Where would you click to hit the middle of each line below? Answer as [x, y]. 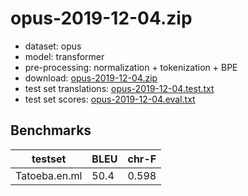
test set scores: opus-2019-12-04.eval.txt [110, 99]
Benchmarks [51, 130]
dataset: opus [53, 46]
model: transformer [64, 56]
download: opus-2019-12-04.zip [91, 78]
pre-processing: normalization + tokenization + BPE [131, 67]
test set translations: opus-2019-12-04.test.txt [119, 88]
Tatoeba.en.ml [49, 175]
